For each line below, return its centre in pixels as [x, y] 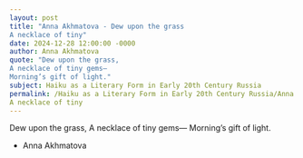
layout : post [34, 18]
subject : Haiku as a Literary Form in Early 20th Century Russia [135, 85]
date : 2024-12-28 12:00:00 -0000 [73, 43]
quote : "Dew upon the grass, [64, 60]
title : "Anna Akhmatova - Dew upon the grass [97, 26]
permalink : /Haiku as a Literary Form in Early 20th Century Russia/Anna [152, 94]
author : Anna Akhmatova [54, 52]
